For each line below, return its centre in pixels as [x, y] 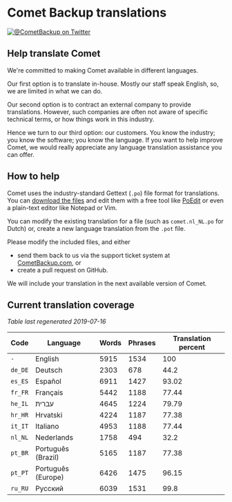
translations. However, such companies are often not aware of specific [108, 111]
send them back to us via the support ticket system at [94, 255]
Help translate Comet [54, 54]
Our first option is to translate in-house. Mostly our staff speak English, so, [113, 84]
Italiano [47, 427]
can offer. [21, 154]
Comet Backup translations [87, 13]
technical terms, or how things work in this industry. [81, 119]
